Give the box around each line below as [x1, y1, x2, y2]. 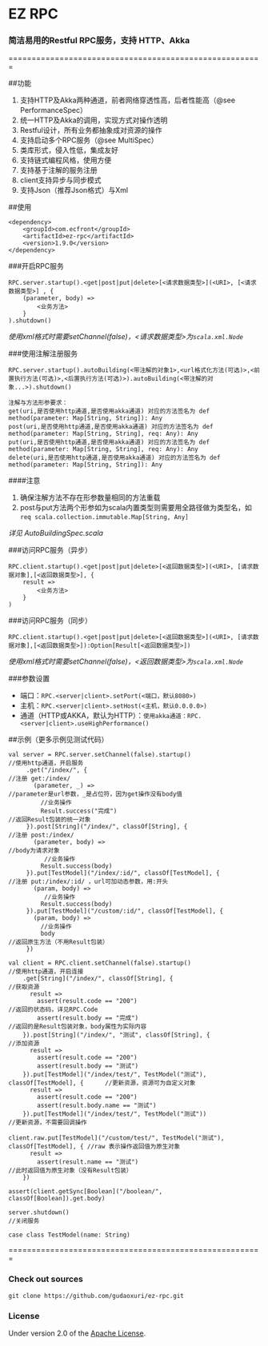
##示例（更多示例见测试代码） [8, 735, 109, 745]
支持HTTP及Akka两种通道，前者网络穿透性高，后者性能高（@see [19, 95, 236, 105]
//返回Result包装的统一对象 [8, 816, 91, 824]
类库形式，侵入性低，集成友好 [19, 146, 118, 155]
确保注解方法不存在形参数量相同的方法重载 [19, 493, 161, 502]
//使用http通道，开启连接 [8, 968, 84, 976]
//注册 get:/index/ [8, 775, 71, 783]
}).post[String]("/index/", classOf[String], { [26, 823, 188, 831]
